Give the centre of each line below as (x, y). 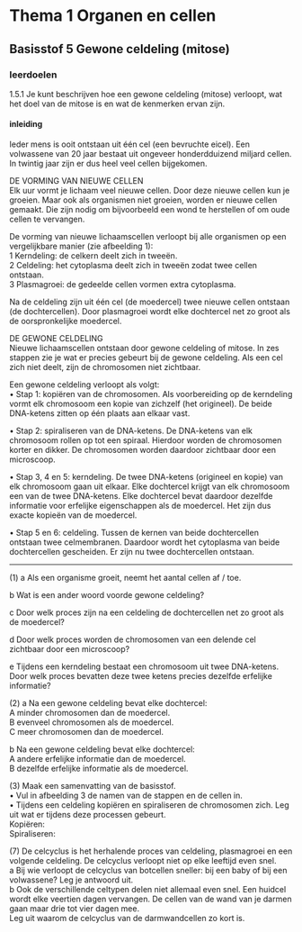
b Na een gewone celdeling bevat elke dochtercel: (102, 749)
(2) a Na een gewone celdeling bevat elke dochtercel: (108, 703)
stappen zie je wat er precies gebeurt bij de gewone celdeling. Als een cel (146, 357)
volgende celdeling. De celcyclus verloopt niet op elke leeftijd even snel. (143, 861)
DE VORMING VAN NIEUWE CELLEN (76, 181)
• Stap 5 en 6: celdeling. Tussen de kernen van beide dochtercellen (134, 533)
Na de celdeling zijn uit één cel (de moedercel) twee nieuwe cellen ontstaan (150, 302)
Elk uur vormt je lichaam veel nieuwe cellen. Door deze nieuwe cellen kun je (150, 191)
